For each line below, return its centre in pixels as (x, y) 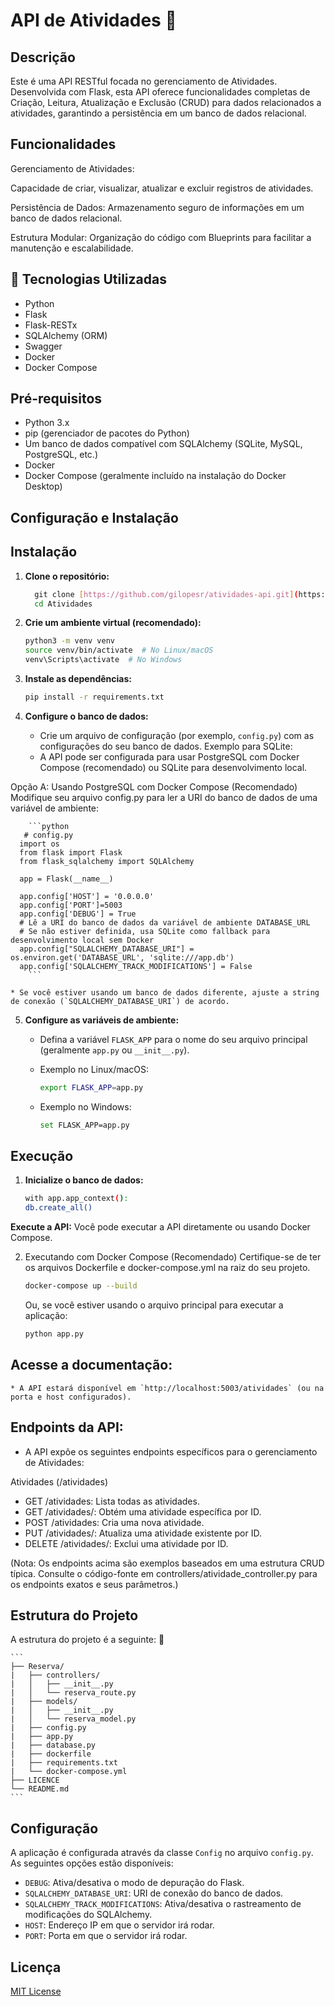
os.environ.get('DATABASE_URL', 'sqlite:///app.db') (122, 957)
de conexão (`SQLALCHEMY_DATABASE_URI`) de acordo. (120, 1001)
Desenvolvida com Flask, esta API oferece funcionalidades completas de (160, 92)
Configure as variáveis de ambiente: (102, 1020)
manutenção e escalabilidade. (72, 248)
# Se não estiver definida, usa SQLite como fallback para (145, 931)
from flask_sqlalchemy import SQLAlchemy (107, 861)
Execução (42, 1156)
